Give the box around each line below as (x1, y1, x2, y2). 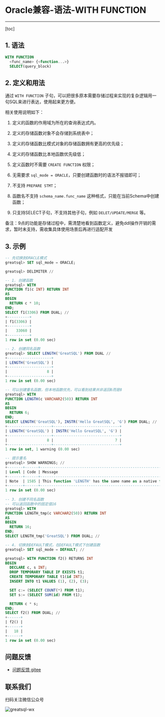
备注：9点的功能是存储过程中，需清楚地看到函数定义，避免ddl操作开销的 (5, 220, 152, 226)
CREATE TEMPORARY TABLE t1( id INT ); (9, 575, 84, 580)
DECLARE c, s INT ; (9, 565, 48, 570)
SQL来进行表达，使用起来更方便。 (9, 99, 79, 105)
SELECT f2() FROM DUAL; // (5, 611, 60, 615)
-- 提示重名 (5, 456, 27, 461)
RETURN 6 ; (9, 410, 29, 415)
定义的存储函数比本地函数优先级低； (12, 151, 86, 157)
